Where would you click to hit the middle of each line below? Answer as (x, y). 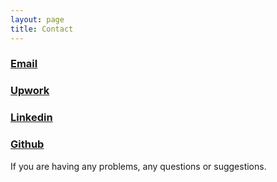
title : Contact (42, 29)
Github (27, 144)
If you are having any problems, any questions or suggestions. (138, 166)
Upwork (30, 91)
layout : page (37, 19)
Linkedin (31, 118)
